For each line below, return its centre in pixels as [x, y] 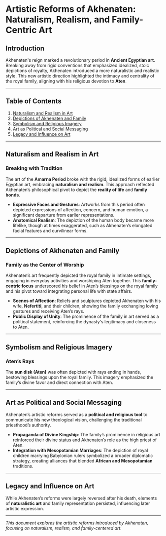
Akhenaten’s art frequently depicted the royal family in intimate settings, [79, 275]
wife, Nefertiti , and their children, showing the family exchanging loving [85, 306]
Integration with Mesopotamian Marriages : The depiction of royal [80, 450]
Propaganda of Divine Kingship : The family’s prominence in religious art [86, 434]
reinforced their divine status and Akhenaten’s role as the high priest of [85, 440]
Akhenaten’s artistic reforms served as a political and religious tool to [77, 414]
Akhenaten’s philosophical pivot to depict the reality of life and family [76, 190]
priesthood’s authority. [28, 425]
